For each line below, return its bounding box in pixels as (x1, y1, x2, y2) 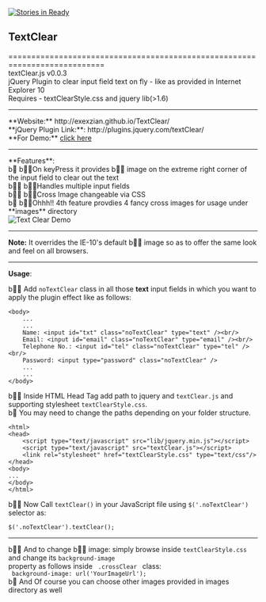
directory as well (8, 585, 63, 594)
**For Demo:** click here (8, 133, 93, 143)
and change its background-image (8, 553, 116, 562)
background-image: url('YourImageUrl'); (11, 570, 147, 577)
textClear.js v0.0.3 (8, 68, 67, 78)
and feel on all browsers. (8, 246, 89, 255)
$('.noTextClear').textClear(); (8, 523, 115, 531)
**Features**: (8, 155, 55, 166)
